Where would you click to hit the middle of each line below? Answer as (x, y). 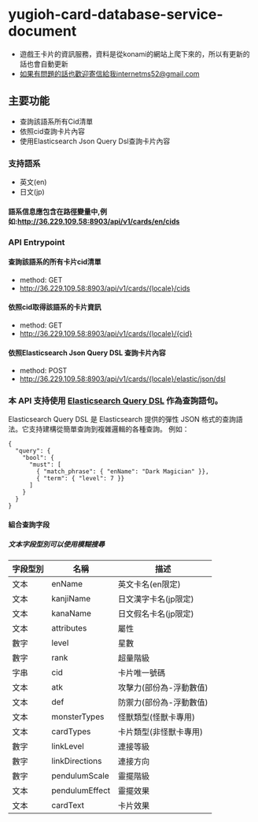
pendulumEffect (81, 791)
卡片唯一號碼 (142, 673)
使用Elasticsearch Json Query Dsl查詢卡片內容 (95, 141)
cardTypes (71, 731)
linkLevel (68, 746)
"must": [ (45, 465)
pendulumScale (80, 776)
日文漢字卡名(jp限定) (156, 599)
